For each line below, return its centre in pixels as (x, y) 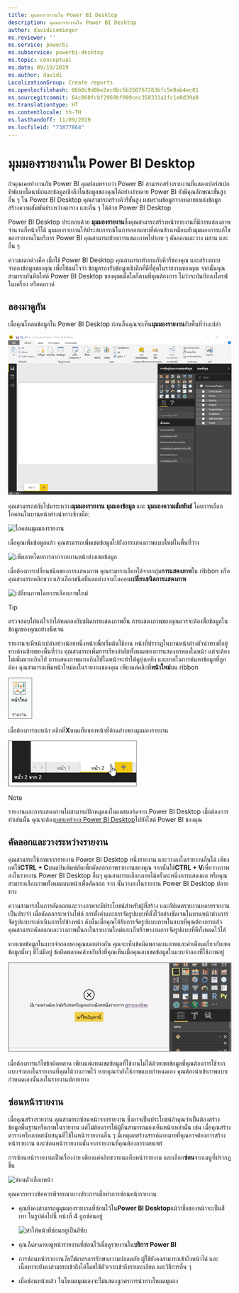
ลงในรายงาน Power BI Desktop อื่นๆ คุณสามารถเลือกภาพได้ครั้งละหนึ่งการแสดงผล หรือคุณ (118, 875)
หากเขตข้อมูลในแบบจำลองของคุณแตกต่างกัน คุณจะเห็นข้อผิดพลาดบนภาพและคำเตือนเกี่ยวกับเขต (119, 943)
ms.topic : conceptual (40, 60)
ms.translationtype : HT (43, 105)
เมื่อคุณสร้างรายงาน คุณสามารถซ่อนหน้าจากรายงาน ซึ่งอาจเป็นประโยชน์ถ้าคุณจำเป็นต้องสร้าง (114, 1119)
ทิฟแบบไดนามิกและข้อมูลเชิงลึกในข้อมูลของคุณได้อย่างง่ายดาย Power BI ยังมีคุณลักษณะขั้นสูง (117, 191)
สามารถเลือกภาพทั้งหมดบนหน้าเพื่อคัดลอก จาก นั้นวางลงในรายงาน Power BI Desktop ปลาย (118, 883)
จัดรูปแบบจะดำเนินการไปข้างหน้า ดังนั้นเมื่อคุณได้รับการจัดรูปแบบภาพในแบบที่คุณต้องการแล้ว (115, 921)
